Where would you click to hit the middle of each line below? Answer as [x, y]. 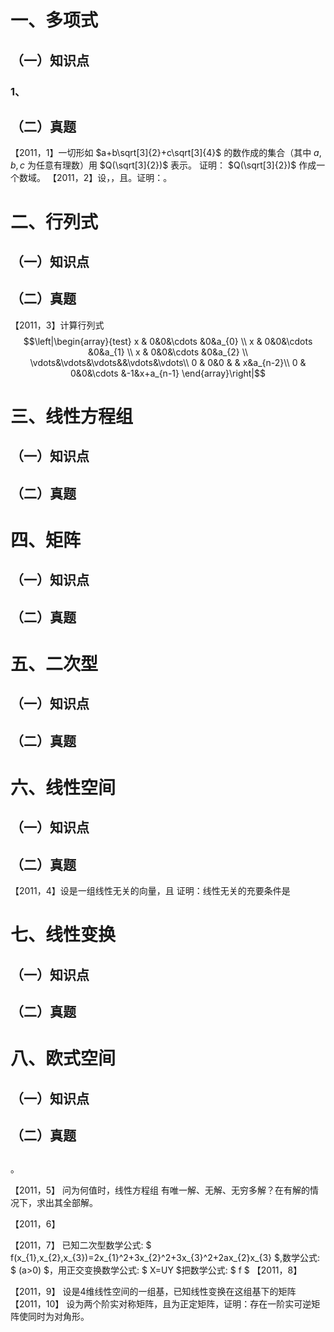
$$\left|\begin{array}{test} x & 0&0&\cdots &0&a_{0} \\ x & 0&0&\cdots [168, 341]
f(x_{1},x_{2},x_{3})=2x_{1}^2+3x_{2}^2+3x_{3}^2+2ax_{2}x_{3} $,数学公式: [165, 1258]
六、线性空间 [63, 787]
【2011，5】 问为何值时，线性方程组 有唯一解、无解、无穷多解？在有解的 [160, 1190]
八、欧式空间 [63, 1058]
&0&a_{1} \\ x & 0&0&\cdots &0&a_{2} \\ [168, 352]
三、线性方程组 [72, 416]
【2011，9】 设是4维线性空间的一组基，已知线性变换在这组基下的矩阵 [153, 1292]
